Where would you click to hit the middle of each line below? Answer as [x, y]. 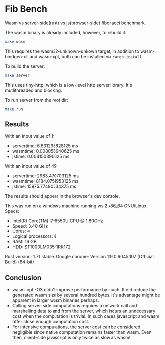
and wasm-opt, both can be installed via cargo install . [86, 56]
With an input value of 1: [30, 136]
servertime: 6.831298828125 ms [45, 146]
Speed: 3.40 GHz [30, 226]
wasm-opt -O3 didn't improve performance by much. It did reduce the [84, 290]
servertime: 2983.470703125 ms [46, 176]
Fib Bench [26, 9]
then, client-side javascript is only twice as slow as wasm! [71, 338]
